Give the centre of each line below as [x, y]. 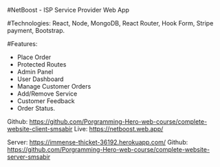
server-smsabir [29, 157]
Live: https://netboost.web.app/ [119, 129]
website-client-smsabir [40, 129]
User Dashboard [40, 79]
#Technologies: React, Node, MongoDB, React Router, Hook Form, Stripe [110, 23]
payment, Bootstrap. [36, 31]
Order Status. [36, 108]
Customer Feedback [46, 101]
